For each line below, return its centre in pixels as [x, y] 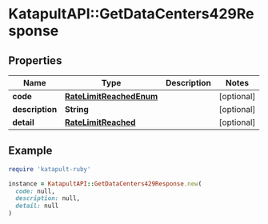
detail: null [37, 206]
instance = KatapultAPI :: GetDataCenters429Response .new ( [105, 184]
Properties [35, 60]
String [77, 109]
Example [30, 151]
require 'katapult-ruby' [50, 169]
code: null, [36, 191]
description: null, [48, 198]
